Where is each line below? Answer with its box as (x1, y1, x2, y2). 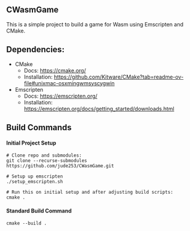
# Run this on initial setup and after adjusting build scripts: (6, 189, 173, 196)
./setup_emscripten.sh (6, 179, 63, 185)
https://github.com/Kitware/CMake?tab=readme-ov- (54, 73, 184, 80)
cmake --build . (6, 220, 47, 227)
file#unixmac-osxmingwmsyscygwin (23, 79, 115, 86)
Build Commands (6, 122, 72, 133)
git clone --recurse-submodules (6, 158, 87, 164)
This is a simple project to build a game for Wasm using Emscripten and (6, 20, 183, 28)
